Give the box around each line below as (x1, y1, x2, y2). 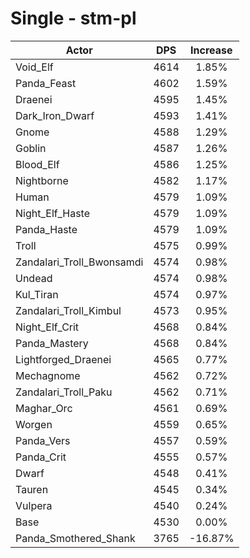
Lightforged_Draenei (15, 352, 112, 366)
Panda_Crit (15, 450, 67, 464)
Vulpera (15, 498, 53, 512)
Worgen (15, 417, 53, 431)
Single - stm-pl (10, 7, 137, 30)
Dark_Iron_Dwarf (15, 108, 95, 122)
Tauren (15, 482, 49, 496)
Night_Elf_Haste (15, 206, 91, 220)
